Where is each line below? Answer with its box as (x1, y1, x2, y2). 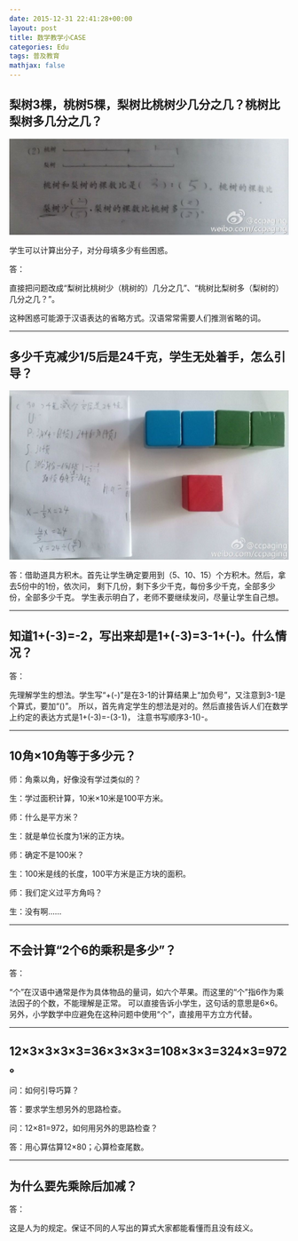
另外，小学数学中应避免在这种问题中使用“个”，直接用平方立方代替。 (9, 1009, 257, 1020)
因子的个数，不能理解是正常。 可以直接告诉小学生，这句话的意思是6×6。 (16, 998, 283, 1008)
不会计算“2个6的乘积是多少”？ (9, 943, 177, 959)
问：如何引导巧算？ (9, 1085, 80, 1096)
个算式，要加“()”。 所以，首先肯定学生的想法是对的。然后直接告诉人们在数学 (9, 700, 288, 711)
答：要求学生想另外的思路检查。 (9, 1104, 126, 1115)
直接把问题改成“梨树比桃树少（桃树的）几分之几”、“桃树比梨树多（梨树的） (9, 282, 284, 293)
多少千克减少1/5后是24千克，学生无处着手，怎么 (9, 349, 275, 364)
